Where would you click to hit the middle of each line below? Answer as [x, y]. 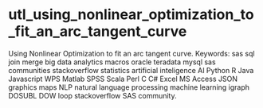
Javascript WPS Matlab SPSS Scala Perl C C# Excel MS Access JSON [123, 79]
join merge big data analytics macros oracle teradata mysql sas [112, 62]
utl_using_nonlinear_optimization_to [131, 15]
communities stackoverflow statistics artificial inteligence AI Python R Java [131, 70]
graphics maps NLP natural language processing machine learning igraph [129, 87]
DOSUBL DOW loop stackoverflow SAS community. [92, 95]
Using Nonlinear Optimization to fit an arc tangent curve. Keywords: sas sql [131, 53]
